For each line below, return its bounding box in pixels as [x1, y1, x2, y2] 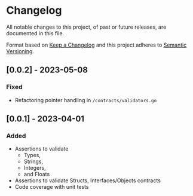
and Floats [23, 171, 50, 178]
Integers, [23, 164, 46, 171]
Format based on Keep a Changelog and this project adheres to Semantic [6, 41, 187, 48]
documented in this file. [6, 29, 65, 36]
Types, [23, 152, 41, 159]
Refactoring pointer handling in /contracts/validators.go [14, 96, 157, 103]
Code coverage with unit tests [14, 183, 89, 191]
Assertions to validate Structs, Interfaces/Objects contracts [14, 177, 161, 184]
